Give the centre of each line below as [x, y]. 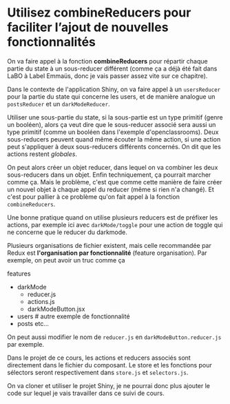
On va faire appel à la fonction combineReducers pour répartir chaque [107, 61]
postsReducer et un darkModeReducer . [59, 104]
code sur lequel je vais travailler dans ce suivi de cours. [86, 393]
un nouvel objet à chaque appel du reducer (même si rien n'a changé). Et [111, 189]
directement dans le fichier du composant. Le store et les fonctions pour [109, 365]
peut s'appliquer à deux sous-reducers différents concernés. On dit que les [114, 146]
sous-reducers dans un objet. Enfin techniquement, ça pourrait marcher [109, 175]
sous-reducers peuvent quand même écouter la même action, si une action [114, 139]
